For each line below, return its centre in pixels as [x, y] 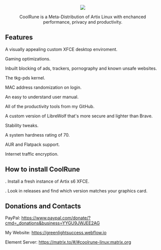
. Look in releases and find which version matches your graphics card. [76, 191]
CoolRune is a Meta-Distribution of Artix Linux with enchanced [83, 17]
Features [19, 38]
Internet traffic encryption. [32, 154]
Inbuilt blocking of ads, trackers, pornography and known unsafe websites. [81, 68]
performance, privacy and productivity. [83, 22]
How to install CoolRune [43, 169]
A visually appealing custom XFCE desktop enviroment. [61, 49]
